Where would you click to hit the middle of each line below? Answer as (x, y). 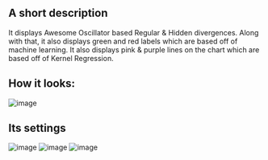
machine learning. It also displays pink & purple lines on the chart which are (134, 49)
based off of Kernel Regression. (61, 58)
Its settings (37, 128)
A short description (58, 13)
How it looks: (42, 84)
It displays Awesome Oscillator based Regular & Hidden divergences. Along (134, 32)
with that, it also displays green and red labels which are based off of (123, 41)
